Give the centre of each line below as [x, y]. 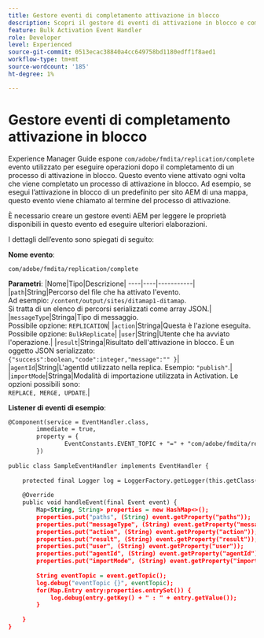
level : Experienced [40, 45]
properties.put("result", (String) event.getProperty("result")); [147, 539]
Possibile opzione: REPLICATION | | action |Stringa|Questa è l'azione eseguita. [130, 325]
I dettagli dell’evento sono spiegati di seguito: [81, 239]
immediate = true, [66, 429]
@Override [38, 495]
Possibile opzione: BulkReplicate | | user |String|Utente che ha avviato [119, 334]
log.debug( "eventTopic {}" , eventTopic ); [105, 583]
